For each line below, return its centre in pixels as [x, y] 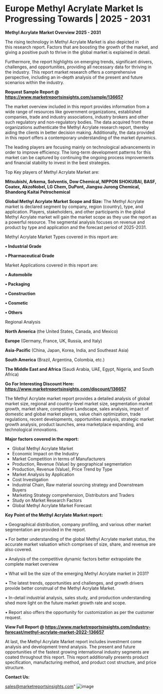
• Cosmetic [17, 303]
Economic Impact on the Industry [45, 453]
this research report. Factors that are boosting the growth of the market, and [81, 47]
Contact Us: [18, 677]
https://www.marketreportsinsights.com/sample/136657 [64, 97]
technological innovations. [31, 429]
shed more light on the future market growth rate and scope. [66, 603]
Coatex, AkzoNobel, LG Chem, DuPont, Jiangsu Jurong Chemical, [72, 186]
